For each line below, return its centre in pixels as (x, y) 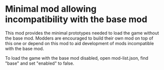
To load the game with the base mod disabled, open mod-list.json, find (77, 58)
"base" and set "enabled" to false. (40, 63)
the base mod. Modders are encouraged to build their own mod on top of (79, 38)
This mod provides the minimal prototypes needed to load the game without (82, 33)
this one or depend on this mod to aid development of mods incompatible (80, 43)
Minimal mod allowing (51, 9)
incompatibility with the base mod (76, 19)
